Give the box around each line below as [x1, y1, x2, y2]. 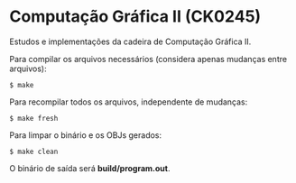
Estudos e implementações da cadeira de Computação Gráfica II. [9, 36, 252, 47]
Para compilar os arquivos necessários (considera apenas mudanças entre [9, 53, 287, 64]
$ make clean [9, 147, 59, 156]
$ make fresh [9, 114, 59, 123]
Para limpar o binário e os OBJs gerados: [9, 129, 162, 141]
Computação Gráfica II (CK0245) [9, 6, 262, 27]
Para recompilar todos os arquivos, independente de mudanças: [9, 96, 248, 107]
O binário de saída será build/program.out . [9, 162, 171, 173]
